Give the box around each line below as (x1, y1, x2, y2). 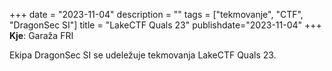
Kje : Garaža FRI (9, 30, 74, 41)
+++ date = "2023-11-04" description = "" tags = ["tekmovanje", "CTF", (9, 9, 304, 20)
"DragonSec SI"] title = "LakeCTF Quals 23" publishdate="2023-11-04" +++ (9, 19, 322, 31)
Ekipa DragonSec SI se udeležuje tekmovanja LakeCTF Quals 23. (9, 49, 277, 61)
